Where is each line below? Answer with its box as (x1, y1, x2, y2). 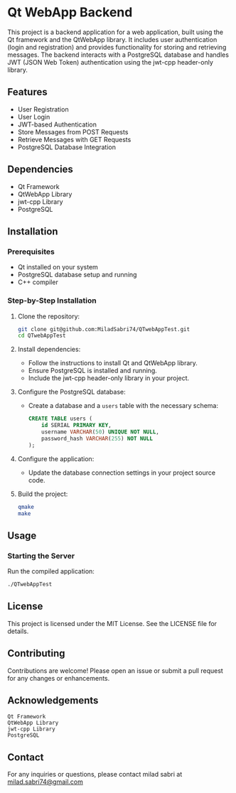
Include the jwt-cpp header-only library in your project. (28, 374, 190, 382)
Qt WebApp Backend (7, 4, 133, 21)
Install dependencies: (17, 345, 81, 354)
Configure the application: (17, 454, 95, 463)
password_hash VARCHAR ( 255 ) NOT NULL (41, 435, 153, 442)
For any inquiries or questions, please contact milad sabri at (7, 770, 183, 779)
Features (7, 86, 48, 98)
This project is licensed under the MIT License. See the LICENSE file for (7, 619, 218, 627)
